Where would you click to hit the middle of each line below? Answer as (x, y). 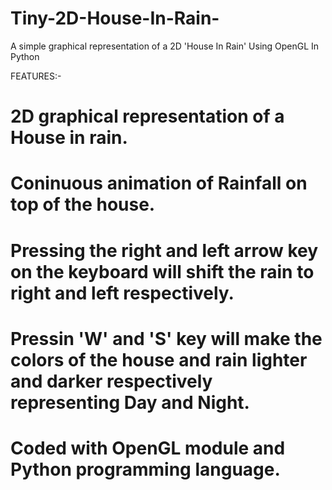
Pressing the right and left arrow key (164, 250)
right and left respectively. (122, 293)
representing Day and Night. (130, 402)
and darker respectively (111, 381)
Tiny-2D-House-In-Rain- (115, 18)
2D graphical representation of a (147, 116)
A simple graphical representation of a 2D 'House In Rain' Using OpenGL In (165, 46)
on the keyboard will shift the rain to (162, 271)
